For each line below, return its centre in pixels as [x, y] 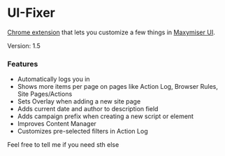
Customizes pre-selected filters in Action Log [82, 132]
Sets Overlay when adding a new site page [79, 101]
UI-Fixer [31, 13]
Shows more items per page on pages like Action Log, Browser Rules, [117, 87]
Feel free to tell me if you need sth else [63, 145]
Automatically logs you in [53, 79]
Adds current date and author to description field [88, 109]
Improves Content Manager [57, 124]
